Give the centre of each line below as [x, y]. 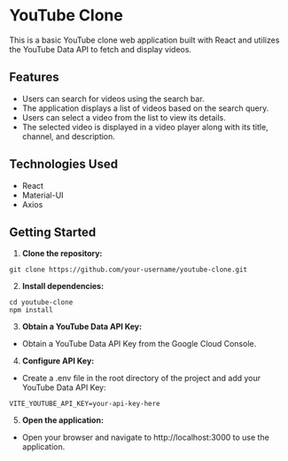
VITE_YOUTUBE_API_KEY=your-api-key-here [85, 404]
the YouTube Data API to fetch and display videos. [101, 49]
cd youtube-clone [41, 302]
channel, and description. [68, 136]
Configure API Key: [58, 361]
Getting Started [53, 232]
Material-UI [43, 195]
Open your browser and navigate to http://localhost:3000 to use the [146, 438]
